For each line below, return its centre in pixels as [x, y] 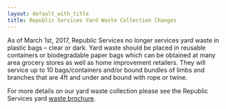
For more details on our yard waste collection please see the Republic [108, 91]
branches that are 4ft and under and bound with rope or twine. [97, 77]
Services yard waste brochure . [51, 98]
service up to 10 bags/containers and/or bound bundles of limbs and [106, 70]
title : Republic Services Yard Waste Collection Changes [92, 20]
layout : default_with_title [48, 14]
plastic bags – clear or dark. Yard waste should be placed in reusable [107, 48]
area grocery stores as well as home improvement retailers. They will [107, 62]
